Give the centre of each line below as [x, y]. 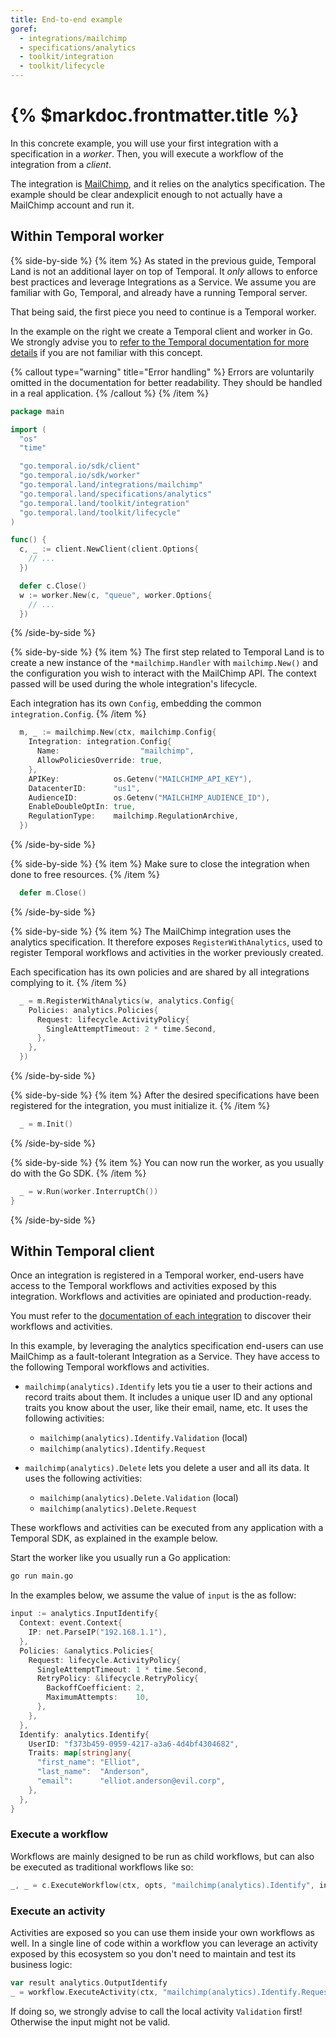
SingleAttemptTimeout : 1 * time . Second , [122, 1669]
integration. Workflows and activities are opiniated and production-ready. [161, 1297]
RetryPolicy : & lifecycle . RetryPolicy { [117, 1679]
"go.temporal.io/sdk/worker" [80, 476]
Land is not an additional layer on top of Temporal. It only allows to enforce [164, 271]
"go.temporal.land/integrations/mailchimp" [111, 485]
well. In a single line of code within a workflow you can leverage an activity [164, 1943]
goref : [24, 29]
